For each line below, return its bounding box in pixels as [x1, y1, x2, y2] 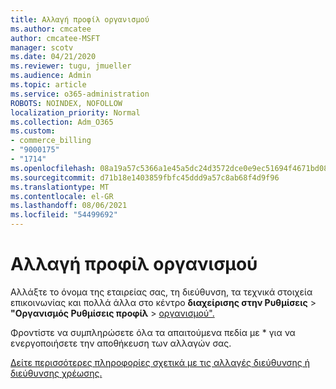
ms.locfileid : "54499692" [10, 210, 118, 220]
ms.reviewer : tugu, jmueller [10, 61, 132, 71]
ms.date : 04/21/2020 [10, 52, 97, 62]
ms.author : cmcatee [10, 24, 92, 34]
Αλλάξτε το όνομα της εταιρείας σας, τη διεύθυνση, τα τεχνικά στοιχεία [10, 286, 313, 298]
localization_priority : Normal [10, 107, 141, 118]
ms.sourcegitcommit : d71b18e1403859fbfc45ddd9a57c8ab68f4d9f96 [10, 172, 280, 183]
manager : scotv [10, 42, 74, 53]
